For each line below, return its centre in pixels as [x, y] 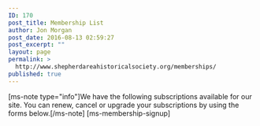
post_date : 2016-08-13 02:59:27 [61, 37]
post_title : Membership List [56, 23]
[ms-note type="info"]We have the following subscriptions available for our [130, 96]
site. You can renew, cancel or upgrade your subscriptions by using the [124, 105]
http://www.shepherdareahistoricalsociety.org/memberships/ [116, 67]
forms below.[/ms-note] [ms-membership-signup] [89, 113]
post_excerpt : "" [37, 45]
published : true [35, 74]
